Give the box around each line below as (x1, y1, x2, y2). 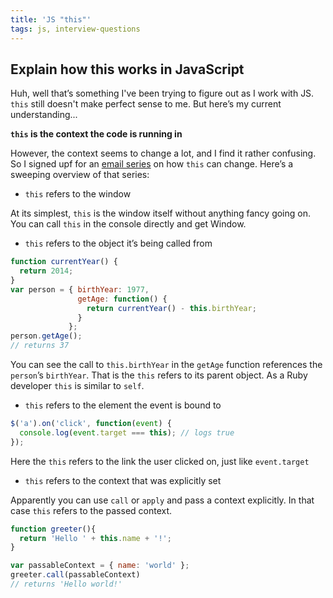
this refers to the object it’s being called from (24, 237, 213, 250)
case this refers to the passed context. (10, 504, 173, 516)
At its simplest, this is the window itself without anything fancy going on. (10, 207, 311, 220)
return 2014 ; (19, 266, 74, 276)
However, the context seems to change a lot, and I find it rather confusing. (10, 147, 317, 160)
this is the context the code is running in (10, 128, 183, 140)
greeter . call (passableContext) (10, 570, 141, 580)
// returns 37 (10, 341, 70, 351)
